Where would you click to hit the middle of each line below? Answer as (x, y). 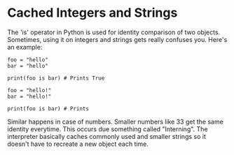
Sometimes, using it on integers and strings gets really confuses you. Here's (117, 39)
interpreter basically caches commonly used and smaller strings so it (107, 136)
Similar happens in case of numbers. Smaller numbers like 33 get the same (116, 121)
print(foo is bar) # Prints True (56, 78)
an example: (25, 47)
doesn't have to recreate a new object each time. (78, 144)
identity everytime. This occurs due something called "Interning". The (108, 129)
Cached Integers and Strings (92, 13)
